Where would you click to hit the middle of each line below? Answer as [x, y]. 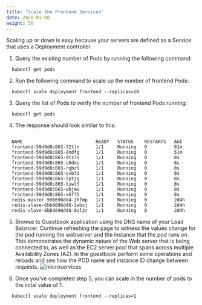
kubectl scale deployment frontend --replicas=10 [75, 92]
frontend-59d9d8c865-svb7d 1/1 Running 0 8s [96, 174]
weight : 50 [20, 23]
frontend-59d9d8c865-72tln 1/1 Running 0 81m [97, 147]
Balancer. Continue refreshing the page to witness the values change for [105, 228]
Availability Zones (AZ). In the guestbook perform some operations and [103, 254]
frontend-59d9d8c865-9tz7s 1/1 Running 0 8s [96, 158]
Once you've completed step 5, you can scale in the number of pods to [103, 278]
